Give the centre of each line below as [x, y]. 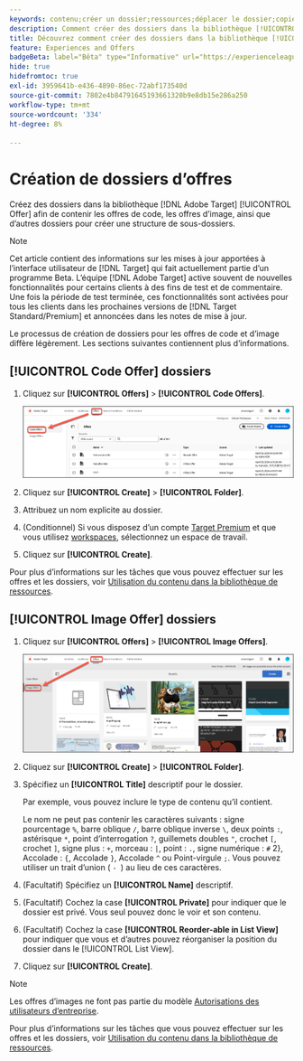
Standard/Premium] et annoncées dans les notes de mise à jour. [129, 316]
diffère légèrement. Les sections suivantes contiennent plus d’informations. [149, 343]
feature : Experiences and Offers [72, 48]
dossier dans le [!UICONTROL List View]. [98, 948]
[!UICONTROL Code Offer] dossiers [110, 372]
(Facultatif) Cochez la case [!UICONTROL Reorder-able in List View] [151, 929]
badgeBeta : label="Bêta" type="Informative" [94, 57]
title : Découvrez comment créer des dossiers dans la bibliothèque [139, 38]
